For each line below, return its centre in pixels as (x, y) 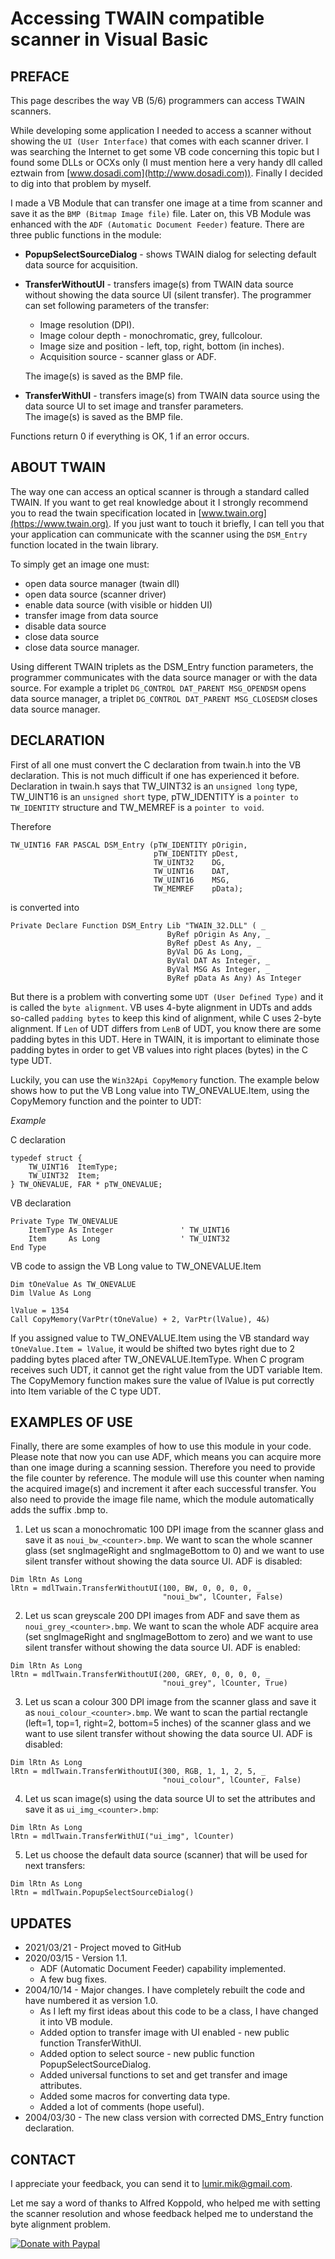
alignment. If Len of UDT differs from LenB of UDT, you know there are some (166, 1028)
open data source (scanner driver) (95, 594)
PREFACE (40, 76)
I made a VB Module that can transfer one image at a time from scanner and (166, 203)
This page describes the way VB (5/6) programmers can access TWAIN (158, 100)
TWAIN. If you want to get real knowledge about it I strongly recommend (159, 502)
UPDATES (41, 1923)
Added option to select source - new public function (147, 2054)
